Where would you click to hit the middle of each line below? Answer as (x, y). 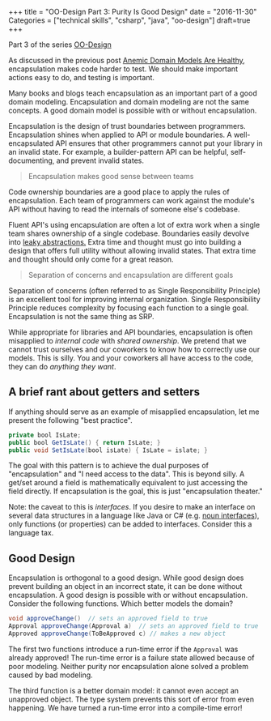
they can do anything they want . (62, 367)
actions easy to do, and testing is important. (82, 77)
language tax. (31, 533)
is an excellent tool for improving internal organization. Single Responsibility (134, 299)
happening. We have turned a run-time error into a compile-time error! (125, 707)
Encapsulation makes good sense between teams (111, 176)
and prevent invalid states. (100, 160)
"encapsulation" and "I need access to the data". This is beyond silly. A (127, 474)
